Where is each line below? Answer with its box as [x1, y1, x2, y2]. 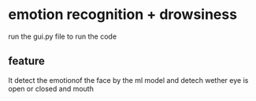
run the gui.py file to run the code [8, 32, 117, 41]
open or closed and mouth [8, 84, 95, 93]
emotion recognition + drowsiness [8, 6, 238, 24]
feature [8, 54, 46, 68]
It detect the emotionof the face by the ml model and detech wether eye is [8, 75, 249, 84]
